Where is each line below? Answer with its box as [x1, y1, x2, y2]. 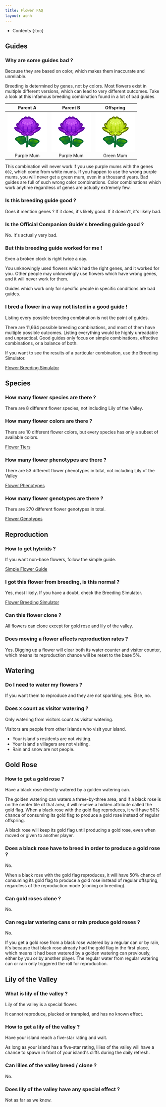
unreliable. [5, 74, 27, 80]
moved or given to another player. [5, 833, 74, 839]
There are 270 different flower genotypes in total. [5, 506, 106, 512]
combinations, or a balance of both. [5, 340, 78, 346]
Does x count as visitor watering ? [5, 705, 89, 712]
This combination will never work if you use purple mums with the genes [5, 164, 153, 170]
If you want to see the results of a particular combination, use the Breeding [5, 349, 158, 355]
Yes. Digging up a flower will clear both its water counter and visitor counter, [5, 647, 161, 653]
